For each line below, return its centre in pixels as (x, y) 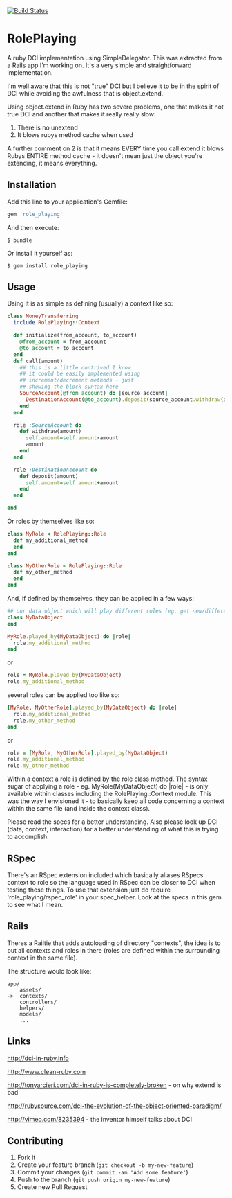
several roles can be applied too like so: (64, 695)
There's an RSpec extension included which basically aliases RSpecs (105, 875)
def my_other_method (43, 572)
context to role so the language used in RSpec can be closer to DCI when (111, 882)
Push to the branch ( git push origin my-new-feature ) (94, 1180)
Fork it (26, 1158)
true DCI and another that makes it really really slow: (81, 114)
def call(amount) (38, 361)
